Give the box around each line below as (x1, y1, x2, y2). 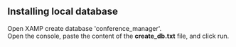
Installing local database (7, 6, 119, 18)
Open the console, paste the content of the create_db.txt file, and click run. (7, 32, 230, 40)
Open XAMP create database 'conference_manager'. (7, 24, 162, 32)
